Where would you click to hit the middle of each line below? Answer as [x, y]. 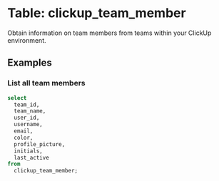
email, [24, 131]
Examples [30, 63]
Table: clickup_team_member [97, 13]
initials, [28, 151]
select [17, 98]
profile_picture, [40, 144]
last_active [32, 157]
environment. [27, 40]
